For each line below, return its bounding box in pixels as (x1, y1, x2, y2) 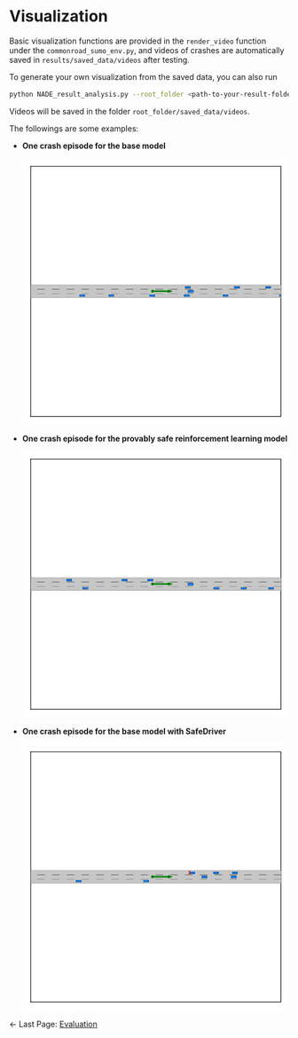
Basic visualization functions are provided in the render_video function (9, 35, 267, 46)
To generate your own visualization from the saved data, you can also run (9, 71, 278, 82)
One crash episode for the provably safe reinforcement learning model (21, 433, 288, 444)
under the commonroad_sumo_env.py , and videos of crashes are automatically (9, 44, 285, 55)
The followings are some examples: (9, 122, 139, 134)
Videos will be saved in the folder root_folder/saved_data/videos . (9, 106, 250, 116)
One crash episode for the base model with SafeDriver (21, 726, 226, 737)
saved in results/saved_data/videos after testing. (9, 54, 191, 65)
